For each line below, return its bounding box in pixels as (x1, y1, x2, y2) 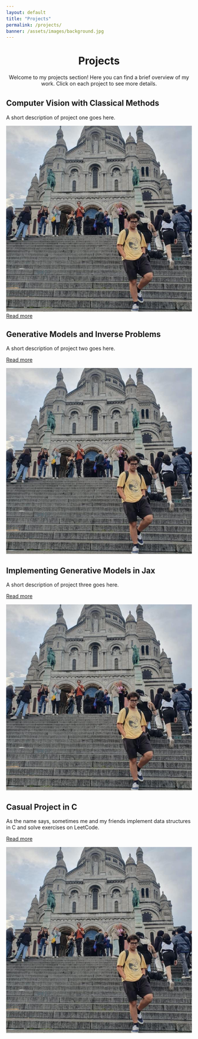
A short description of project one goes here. (6, 114, 116, 121)
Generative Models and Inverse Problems (6, 329, 161, 339)
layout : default (6, 9, 46, 15)
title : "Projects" (6, 15, 51, 22)
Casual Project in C (6, 802, 78, 812)
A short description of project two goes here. (6, 345, 115, 352)
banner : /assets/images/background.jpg (6, 28, 104, 34)
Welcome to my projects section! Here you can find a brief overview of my (8, 74, 190, 81)
